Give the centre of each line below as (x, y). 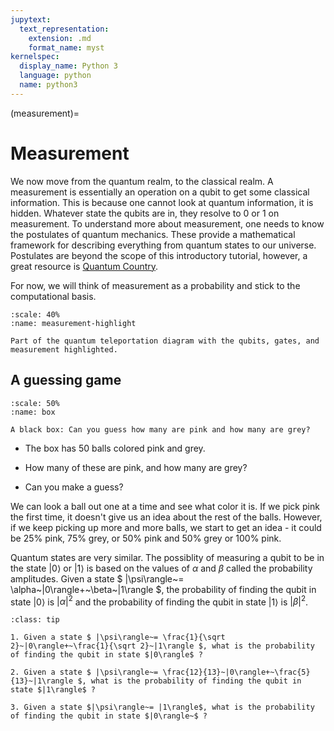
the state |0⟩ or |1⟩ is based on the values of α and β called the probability (161, 568)
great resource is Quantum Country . (84, 266)
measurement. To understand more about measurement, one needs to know (167, 223)
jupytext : (31, 19)
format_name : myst (66, 47)
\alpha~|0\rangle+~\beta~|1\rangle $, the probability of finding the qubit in (163, 589)
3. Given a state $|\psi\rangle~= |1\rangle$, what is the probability (162, 707)
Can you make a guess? (74, 487)
